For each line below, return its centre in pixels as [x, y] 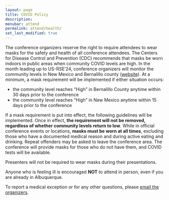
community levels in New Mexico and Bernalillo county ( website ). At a [78, 74]
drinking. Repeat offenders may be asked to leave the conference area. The [84, 142]
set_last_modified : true [31, 33]
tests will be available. [28, 152]
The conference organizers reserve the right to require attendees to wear [81, 47]
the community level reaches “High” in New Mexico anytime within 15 [84, 100]
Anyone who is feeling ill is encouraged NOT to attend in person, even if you [84, 172]
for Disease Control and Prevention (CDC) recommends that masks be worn [84, 58]
